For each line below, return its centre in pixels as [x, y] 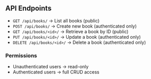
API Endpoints [29, 8]
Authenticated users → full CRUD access [56, 72]
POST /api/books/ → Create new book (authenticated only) [75, 26]
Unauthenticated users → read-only [51, 67]
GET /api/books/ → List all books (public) [56, 20]
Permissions [21, 56]
